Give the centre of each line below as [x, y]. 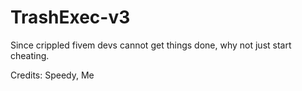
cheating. [30, 55]
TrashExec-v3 [70, 17]
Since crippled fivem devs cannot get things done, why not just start [151, 45]
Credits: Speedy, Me [52, 75]
